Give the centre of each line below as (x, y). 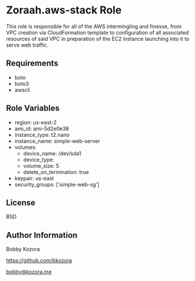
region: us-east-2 (36, 122)
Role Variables (33, 108)
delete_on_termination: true (56, 172)
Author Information (42, 235)
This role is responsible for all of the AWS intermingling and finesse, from (94, 26)
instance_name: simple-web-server (57, 141)
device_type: (39, 159)
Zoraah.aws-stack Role (64, 10)
